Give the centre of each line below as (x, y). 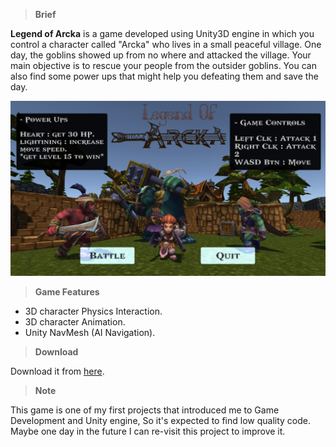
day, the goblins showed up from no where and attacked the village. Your (161, 55)
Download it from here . (57, 371)
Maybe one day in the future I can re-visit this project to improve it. (148, 431)
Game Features (67, 291)
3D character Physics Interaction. (93, 311)
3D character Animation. (75, 321)
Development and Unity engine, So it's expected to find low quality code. (161, 420)
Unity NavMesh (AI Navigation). (90, 332)
